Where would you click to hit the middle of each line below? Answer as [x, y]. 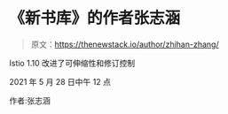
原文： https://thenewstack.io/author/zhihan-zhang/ [125, 44]
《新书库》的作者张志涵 [95, 18]
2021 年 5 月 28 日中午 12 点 [60, 81]
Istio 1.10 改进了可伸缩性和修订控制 [72, 63]
